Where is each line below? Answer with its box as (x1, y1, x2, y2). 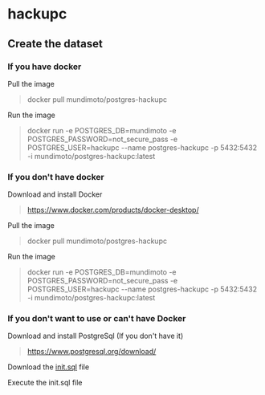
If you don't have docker (7, 171, 105, 182)
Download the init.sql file (7, 362, 90, 372)
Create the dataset (7, 37, 104, 51)
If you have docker (7, 61, 82, 72)
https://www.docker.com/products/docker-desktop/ (26, 206, 199, 215)
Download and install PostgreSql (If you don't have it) (7, 331, 184, 341)
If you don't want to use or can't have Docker (7, 313, 186, 324)
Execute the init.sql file (7, 378, 83, 388)
